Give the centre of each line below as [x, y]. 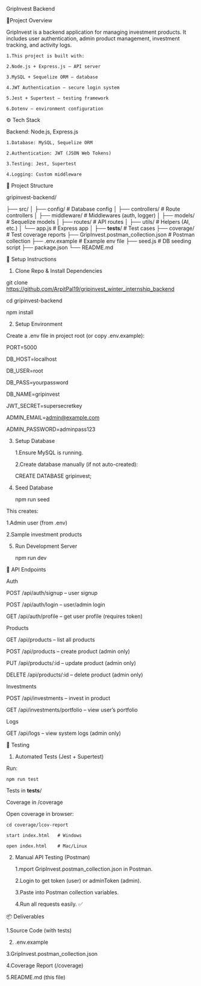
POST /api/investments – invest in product [58, 698]
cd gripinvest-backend [34, 301]
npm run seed [32, 499]
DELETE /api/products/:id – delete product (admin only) [75, 675]
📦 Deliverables [25, 916]
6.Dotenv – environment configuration [55, 109]
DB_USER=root [25, 371]
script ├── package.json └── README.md [60, 247]
